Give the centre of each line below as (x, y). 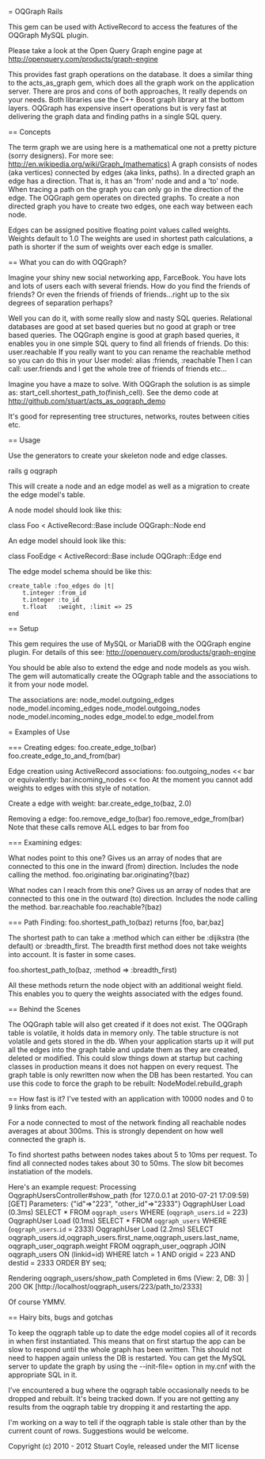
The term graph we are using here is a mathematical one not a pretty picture (132, 147)
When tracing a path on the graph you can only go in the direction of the (126, 189)
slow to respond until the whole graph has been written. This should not (125, 1350)
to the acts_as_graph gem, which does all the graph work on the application (131, 83)
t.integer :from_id (55, 593)
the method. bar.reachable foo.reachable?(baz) (85, 907)
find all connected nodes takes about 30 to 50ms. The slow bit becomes (126, 1163)
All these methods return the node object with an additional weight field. (126, 985)
